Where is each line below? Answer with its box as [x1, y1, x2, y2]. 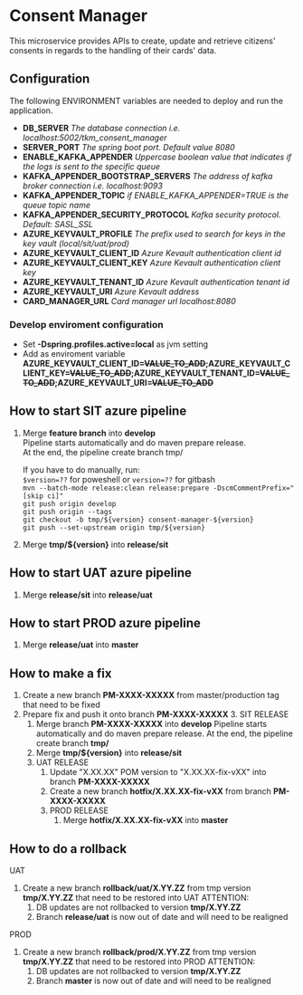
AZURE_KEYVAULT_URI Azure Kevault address [22, 286, 200, 297]
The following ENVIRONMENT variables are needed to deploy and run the [9, 95, 283, 106]
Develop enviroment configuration [9, 318, 165, 330]
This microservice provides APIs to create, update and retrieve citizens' [9, 35, 276, 46]
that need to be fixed [22, 699, 101, 711]
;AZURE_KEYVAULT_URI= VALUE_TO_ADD [54, 378, 214, 388]
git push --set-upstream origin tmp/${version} [22, 522, 205, 532]
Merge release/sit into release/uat [22, 589, 153, 600]
